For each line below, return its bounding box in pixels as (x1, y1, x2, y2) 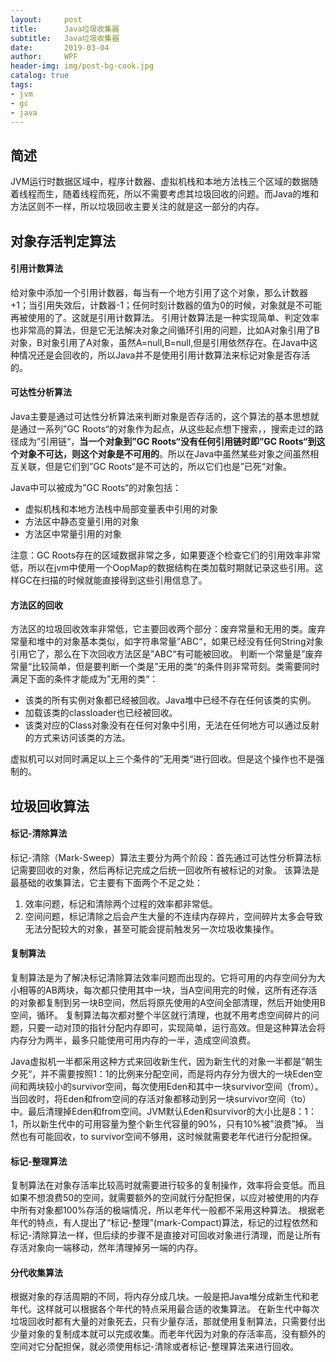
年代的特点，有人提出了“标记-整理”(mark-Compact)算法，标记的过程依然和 (10, 1217, 319, 1229)
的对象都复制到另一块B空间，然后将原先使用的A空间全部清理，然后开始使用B (10, 996, 326, 1008)
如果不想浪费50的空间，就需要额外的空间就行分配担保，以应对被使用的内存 (10, 1192, 320, 1204)
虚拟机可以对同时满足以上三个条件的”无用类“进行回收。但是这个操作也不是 (10, 753, 317, 765)
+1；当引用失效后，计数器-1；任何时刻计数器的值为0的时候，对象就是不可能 (10, 299, 322, 311)
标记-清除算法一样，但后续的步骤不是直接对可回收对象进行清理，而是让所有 (10, 1229, 322, 1241)
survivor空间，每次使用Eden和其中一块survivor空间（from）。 (71, 1080, 324, 1092)
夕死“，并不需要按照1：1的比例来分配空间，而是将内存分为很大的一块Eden (10, 1067, 314, 1080)
